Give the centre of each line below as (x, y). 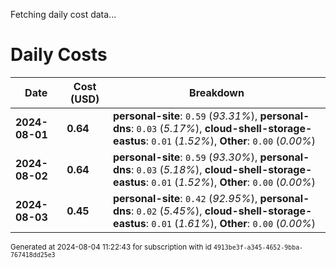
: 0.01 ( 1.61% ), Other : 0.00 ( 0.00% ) (231, 223)
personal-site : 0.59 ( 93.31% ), (185, 116)
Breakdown (217, 92)
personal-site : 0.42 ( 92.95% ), (185, 198)
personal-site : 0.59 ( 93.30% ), (185, 157)
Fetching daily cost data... (63, 14)
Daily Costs (59, 55)
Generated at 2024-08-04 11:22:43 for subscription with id (111, 247)
